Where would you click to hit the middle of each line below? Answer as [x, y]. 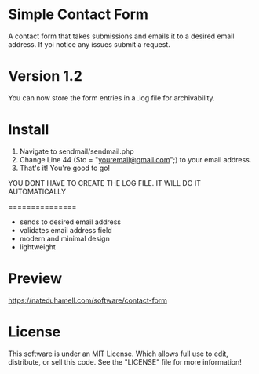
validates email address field [66, 230]
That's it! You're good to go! [65, 168]
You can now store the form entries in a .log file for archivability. [111, 98]
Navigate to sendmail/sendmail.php [77, 151]
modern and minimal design [64, 238]
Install [29, 130]
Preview [35, 278]
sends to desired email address [70, 222]
